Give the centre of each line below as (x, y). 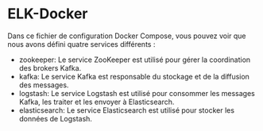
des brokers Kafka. (50, 67)
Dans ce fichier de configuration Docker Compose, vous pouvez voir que (127, 36)
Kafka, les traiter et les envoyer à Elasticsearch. (97, 102)
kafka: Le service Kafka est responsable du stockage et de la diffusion (134, 76)
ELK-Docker (48, 14)
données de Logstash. (56, 118)
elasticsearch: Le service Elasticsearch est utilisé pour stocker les (127, 110)
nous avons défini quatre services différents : (81, 44)
